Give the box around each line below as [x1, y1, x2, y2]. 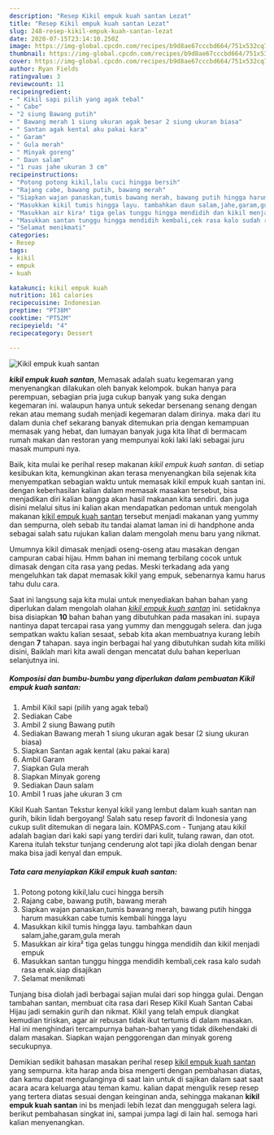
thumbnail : [9, 50, 46, 58]
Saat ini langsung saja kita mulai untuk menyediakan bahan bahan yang [9, 595, 249, 605]
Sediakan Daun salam [20, 780, 94, 790]
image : [9, 42, 32, 50]
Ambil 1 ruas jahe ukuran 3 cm [20, 789, 123, 799]
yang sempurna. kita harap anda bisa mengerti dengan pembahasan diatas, [9, 1066, 263, 1076]
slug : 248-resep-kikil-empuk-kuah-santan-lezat [9, 27, 174, 35]
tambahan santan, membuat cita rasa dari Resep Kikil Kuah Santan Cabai [9, 998, 253, 1008]
